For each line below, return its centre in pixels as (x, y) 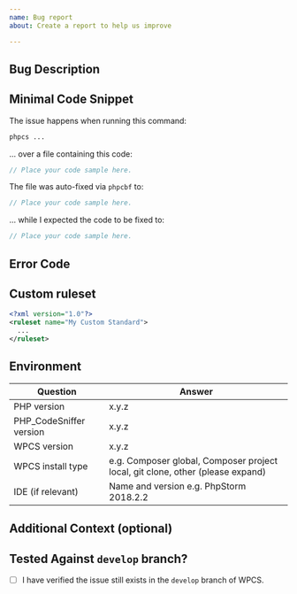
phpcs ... (27, 137)
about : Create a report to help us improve (91, 26)
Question (57, 391)
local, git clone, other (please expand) (188, 472)
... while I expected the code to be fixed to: (87, 220)
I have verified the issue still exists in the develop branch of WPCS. (143, 580)
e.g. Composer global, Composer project (194, 460)
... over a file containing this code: (71, 154)
